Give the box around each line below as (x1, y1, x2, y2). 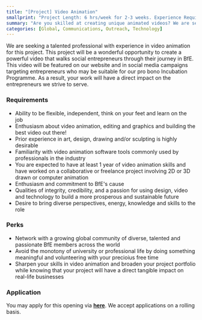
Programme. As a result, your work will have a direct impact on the (6, 74, 171, 82)
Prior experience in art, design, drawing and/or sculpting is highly (14, 135, 177, 142)
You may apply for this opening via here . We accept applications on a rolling (6, 302, 195, 309)
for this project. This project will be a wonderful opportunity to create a (6, 49, 182, 56)
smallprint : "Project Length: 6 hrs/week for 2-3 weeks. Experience (6, 14, 182, 21)
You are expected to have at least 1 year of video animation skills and (14, 161, 186, 168)
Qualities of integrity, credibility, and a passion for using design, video (14, 187, 188, 194)
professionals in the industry (14, 155, 86, 162)
